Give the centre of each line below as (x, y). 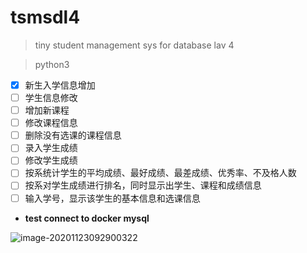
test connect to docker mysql (87, 218)
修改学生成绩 (51, 160)
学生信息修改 (51, 97)
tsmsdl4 (45, 17)
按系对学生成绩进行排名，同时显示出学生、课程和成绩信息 (143, 185)
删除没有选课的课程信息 (73, 135)
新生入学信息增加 (60, 85)
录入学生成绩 (51, 148)
